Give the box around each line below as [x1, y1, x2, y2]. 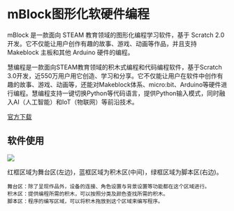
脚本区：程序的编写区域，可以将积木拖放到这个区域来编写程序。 [7, 198, 163, 205]
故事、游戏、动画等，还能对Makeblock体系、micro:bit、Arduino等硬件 [19, 80, 221, 88]
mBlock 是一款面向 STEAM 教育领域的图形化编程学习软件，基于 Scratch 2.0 [7, 31, 225, 39]
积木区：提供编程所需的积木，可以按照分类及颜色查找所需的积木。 [7, 190, 169, 197]
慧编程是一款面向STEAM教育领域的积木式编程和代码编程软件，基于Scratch [7, 63, 222, 71]
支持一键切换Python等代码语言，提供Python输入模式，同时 [50, 88, 220, 97]
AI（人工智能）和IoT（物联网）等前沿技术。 [13, 97, 138, 106]
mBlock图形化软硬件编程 [7, 6, 150, 22]
